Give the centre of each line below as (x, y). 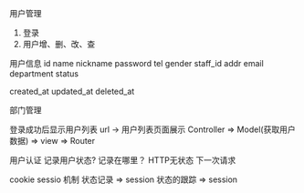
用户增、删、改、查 (59, 44)
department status (44, 74)
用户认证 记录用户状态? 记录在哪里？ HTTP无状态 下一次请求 (123, 160)
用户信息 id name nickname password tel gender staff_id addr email (137, 63)
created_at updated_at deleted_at (72, 91)
